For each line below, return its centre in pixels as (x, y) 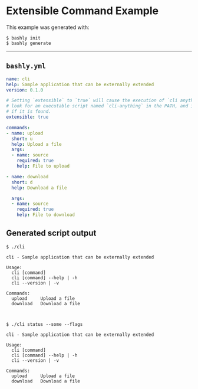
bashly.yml (26, 66)
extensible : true (27, 117)
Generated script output (51, 233)
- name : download (27, 176)
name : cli (18, 79)
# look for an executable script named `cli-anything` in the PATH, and (97, 106)
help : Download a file (39, 188)
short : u (22, 139)
